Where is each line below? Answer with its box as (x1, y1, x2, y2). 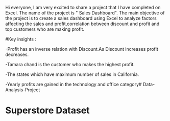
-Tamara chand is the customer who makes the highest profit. (5, 62, 135, 67)
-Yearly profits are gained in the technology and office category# (5, 82, 142, 87)
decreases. (5, 51, 29, 57)
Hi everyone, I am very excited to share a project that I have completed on (5, 5, 161, 10)
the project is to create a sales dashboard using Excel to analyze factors (5, 15, 157, 21)
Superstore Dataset (5, 105, 90, 116)
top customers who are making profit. (5, 26, 85, 32)
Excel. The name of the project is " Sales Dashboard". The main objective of (5, 10, 165, 16)
